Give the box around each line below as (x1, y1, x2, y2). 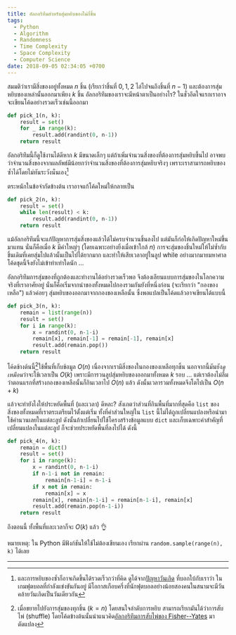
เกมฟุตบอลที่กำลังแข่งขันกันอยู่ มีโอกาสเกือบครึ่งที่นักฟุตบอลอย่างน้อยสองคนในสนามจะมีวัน (17, 582, 225, 591)
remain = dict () (20, 444, 68, 451)
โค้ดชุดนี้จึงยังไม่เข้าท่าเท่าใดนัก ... (7, 258, 84, 268)
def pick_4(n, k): (7, 437, 61, 444)
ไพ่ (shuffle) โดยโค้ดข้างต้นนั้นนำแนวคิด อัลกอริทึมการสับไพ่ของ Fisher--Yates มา (17, 612, 216, 620)
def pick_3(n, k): (7, 303, 61, 310)
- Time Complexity (13, 43, 68, 50)
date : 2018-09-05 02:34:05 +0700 (7, 63, 105, 70)
